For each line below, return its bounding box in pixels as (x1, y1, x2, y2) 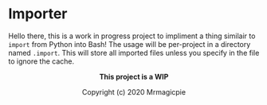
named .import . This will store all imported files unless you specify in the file (8, 48, 260, 57)
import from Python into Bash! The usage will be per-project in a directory (8, 39, 251, 49)
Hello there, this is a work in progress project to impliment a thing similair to (8, 31, 256, 41)
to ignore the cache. (8, 56, 74, 66)
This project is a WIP (99, 72, 169, 81)
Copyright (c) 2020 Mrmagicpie (82, 87, 186, 96)
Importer (8, 5, 68, 23)
